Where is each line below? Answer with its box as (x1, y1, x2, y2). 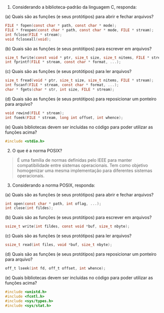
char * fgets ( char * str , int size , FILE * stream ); (5, 87, 115, 92)
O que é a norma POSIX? (12, 147, 62, 153)
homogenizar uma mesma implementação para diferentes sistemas (17, 168, 153, 173)
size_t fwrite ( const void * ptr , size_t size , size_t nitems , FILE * (5, 55, 150, 60)
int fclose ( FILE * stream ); (5, 32, 62, 37)
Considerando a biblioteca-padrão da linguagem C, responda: (12, 4, 137, 10)
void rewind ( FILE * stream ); (5, 110, 64, 116)
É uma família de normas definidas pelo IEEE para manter (17, 157, 132, 163)
